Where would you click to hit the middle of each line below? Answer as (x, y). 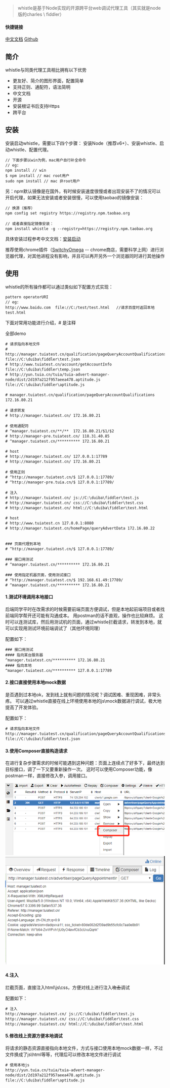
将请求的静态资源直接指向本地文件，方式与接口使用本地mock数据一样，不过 (84, 1048)
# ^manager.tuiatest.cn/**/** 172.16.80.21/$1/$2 (60, 431)
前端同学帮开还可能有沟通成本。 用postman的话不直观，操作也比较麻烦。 (81, 615)
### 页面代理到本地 (23, 544)
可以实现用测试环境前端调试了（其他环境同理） (54, 628)
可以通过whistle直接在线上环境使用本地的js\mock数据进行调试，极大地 (88, 701)
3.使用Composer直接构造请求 (36, 751)
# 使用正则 (15, 472)
